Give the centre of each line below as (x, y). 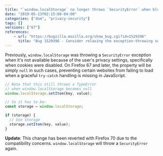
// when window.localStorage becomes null (49, 89)
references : (17, 32)
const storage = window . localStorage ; (44, 107)
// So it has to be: (26, 102)
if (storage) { (20, 115)
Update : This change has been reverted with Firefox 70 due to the (71, 138)
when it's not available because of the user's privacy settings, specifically (79, 60)
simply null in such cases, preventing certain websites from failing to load (79, 70)
